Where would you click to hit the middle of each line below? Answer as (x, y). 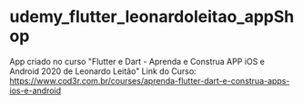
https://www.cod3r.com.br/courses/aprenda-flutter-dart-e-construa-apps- (150, 80)
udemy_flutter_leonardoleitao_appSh (152, 17)
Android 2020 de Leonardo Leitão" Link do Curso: (103, 71)
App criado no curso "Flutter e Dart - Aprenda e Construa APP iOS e (137, 61)
